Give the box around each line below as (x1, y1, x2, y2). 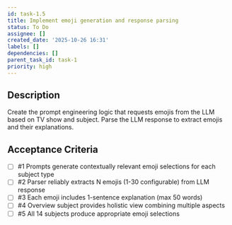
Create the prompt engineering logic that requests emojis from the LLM (7, 108, 215, 117)
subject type (17, 171, 54, 179)
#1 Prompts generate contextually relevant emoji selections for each (17, 162, 216, 171)
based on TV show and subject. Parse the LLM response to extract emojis (7, 115, 223, 124)
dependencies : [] (7, 50, 59, 57)
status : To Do (7, 23, 50, 30)
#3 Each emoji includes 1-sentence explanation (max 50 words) (17, 193, 203, 202)
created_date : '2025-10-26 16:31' (7, 37, 110, 44)
